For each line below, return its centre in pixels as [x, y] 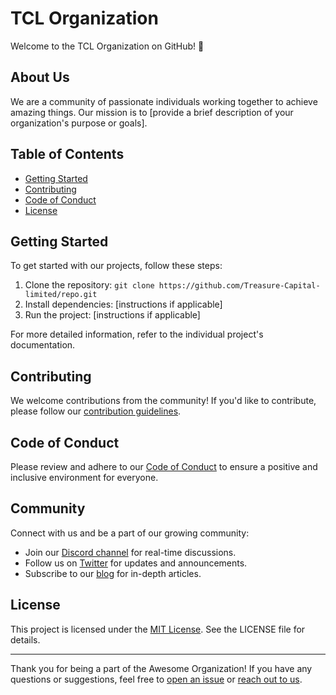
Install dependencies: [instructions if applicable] [123, 304]
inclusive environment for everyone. [84, 477]
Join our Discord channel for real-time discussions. [130, 552]
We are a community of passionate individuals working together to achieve [164, 101]
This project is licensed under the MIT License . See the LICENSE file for [158, 629]
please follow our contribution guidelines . [96, 411]
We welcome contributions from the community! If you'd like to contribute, [163, 401]
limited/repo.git [61, 295]
